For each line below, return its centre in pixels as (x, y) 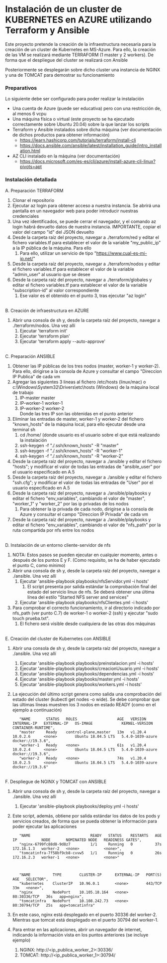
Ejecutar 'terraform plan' (45, 336)
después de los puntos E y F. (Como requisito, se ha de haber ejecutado (86, 560)
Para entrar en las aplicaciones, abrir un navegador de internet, (77, 929)
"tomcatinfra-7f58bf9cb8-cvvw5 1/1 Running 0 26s (90, 853)
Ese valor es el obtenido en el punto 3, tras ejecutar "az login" (83, 296)
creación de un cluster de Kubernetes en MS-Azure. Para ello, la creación (81, 49)
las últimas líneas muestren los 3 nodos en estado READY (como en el (84, 704)
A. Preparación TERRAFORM (34, 190)
